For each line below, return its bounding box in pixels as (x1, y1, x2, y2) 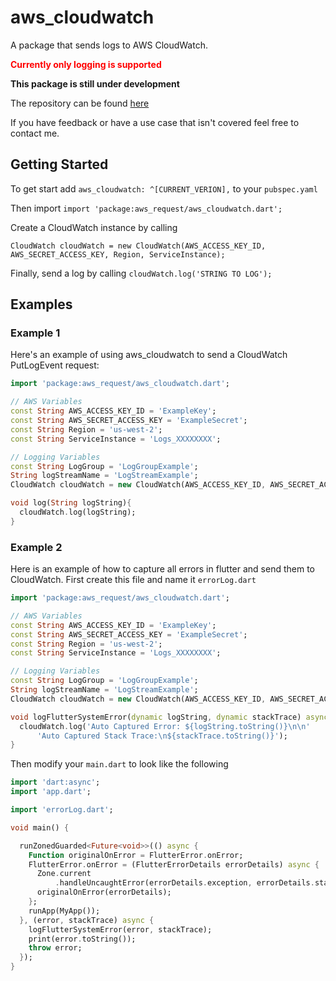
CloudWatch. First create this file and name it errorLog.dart (10, 574, 257, 586)
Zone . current (36, 869, 92, 879)
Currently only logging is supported (10, 58, 162, 70)
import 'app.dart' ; (10, 787, 92, 797)
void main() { (10, 822, 70, 833)
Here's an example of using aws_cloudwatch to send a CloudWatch (10, 349, 288, 361)
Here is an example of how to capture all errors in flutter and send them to (10, 563, 315, 575)
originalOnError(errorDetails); (36, 887, 172, 898)
